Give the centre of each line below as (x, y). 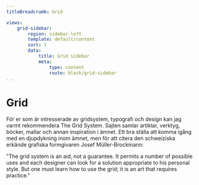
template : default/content (61, 40)
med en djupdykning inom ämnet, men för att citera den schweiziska (91, 138)
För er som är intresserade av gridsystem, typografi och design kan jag (94, 119)
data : (35, 51)
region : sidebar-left (55, 34)
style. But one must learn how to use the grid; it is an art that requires (92, 169)
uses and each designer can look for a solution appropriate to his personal (98, 163)
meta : (45, 62)
